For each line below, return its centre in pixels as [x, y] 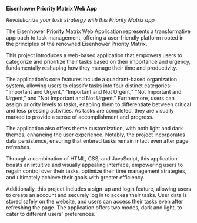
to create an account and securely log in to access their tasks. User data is [96, 195]
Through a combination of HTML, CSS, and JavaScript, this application [92, 158]
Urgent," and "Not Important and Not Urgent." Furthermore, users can [90, 98]
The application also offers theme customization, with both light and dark [95, 128]
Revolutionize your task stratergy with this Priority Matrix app [80, 20]
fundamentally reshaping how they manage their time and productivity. [92, 68]
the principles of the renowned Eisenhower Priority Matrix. [77, 44]
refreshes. [19, 147]
